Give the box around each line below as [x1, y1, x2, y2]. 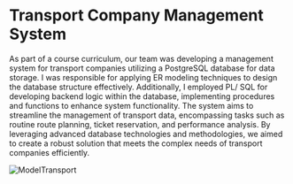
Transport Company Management [9, 5, 264, 26]
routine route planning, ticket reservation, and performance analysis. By [9, 119, 271, 129]
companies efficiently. [9, 147, 90, 157]
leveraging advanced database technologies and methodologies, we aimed [9, 128, 283, 139]
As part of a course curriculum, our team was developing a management [9, 53, 274, 64]
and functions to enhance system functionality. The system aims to [9, 100, 254, 111]
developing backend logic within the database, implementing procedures [9, 90, 275, 102]
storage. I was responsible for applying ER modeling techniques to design [9, 72, 278, 82]
